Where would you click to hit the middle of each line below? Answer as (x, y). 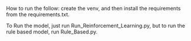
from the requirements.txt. (38, 14)
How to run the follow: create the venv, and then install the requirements (93, 8)
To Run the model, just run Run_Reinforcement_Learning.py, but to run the (95, 26)
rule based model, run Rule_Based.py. (52, 32)
